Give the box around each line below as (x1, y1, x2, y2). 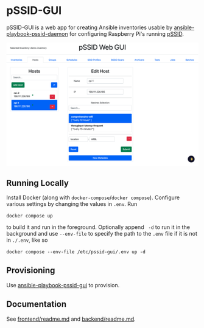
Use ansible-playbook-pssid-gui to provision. (6, 281, 120, 289)
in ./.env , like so (6, 236, 48, 244)
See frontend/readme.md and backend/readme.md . (6, 315, 136, 323)
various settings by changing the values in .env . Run (6, 200, 138, 208)
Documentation (6, 299, 67, 310)
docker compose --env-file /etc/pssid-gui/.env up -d (6, 249, 146, 255)
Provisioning (6, 265, 55, 276)
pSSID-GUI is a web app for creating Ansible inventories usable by (6, 24, 173, 31)
